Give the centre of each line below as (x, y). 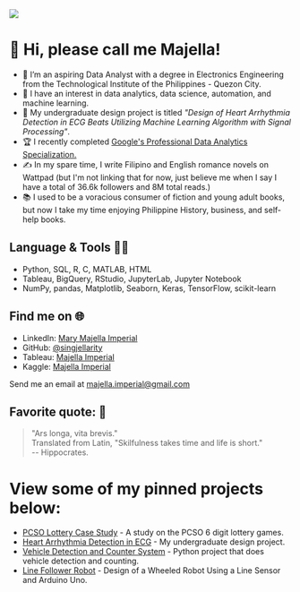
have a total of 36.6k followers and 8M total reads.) (116, 186)
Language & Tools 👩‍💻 (69, 248)
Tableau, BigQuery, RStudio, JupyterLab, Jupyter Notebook (132, 279)
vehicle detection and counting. (81, 561)
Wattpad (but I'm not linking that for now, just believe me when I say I (150, 177)
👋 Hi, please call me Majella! (115, 50)
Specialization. (49, 154)
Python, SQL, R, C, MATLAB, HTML (87, 269)
